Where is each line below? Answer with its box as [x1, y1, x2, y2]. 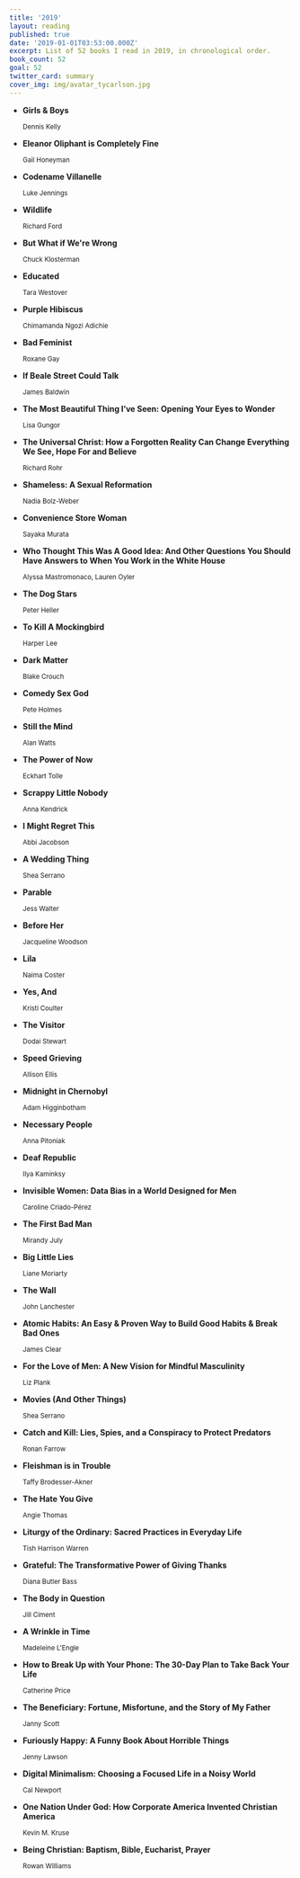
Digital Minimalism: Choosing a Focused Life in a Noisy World [22, 1768, 256, 1779]
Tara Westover [22, 288, 68, 297]
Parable [22, 887, 52, 898]
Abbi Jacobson [22, 837, 70, 846]
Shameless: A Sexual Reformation [22, 478, 153, 490]
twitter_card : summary [9, 72, 94, 81]
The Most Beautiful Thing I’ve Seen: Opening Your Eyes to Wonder [22, 403, 276, 414]
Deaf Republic [22, 1152, 76, 1163]
